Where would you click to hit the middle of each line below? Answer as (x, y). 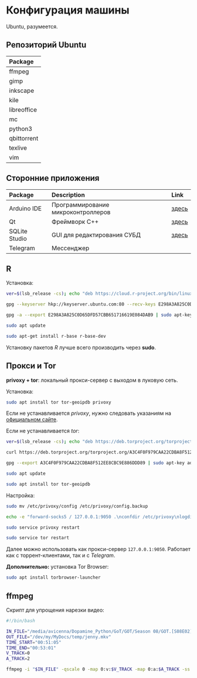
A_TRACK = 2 (18, 659)
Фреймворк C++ (75, 221)
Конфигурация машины (68, 10)
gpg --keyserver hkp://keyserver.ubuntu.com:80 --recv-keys (81, 304)
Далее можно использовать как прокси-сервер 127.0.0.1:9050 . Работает (98, 549)
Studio (18, 239)
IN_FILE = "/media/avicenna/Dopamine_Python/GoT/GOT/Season (78, 631)
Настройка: (21, 495)
